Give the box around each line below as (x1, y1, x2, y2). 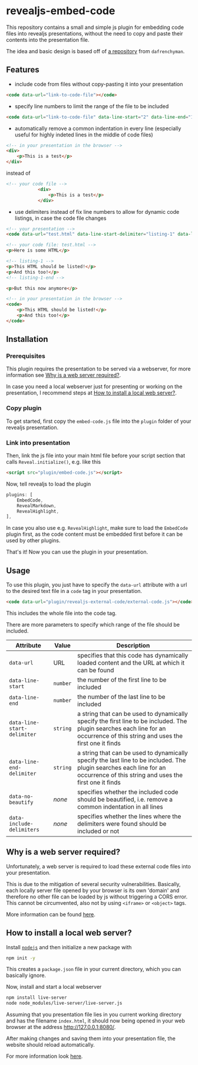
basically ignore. (6, 972, 46, 979)
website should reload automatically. (6, 1041, 95, 1048)
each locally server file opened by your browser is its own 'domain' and (6, 887, 180, 894)
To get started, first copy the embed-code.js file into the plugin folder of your (6, 418, 192, 425)
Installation (6, 334, 48, 344)
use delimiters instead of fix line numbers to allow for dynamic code (14, 208, 180, 215)
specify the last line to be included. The (77, 756, 186, 764)
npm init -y (6, 955, 35, 961)
